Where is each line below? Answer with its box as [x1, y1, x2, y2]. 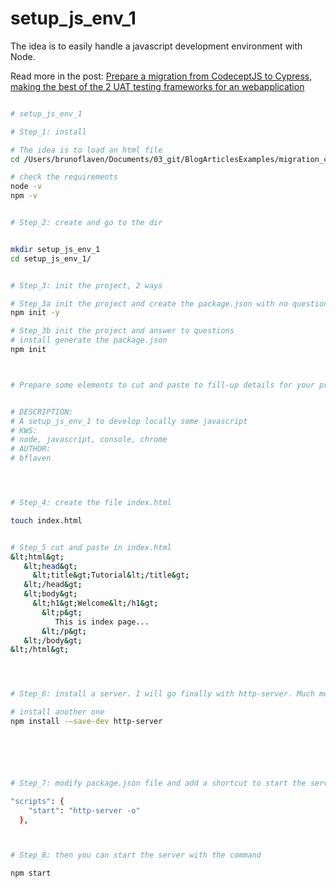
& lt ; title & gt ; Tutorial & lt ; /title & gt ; [32, 570, 190, 581]
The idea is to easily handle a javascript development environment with [10, 40, 303, 52]
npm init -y [10, 308, 60, 318]
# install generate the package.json [10, 335, 168, 346]
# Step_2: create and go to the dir [10, 218, 163, 228]
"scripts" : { [10, 796, 65, 806]
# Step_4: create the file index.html [10, 498, 172, 508]
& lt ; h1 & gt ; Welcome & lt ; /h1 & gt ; [32, 598, 159, 609]
